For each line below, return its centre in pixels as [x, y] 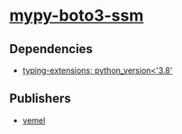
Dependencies [51, 49]
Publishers [40, 98]
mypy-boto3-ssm [77, 16]
